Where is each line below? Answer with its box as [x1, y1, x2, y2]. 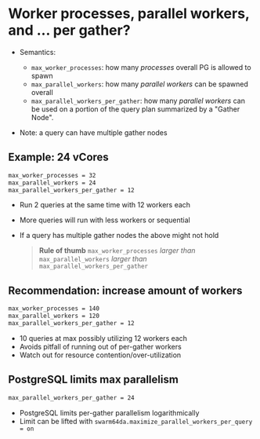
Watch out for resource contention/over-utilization [19, 350, 182, 360]
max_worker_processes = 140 [8, 305, 100, 313]
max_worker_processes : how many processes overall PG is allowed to [31, 62, 252, 71]
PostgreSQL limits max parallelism [8, 373, 179, 386]
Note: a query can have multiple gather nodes [19, 127, 168, 137]
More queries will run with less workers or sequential [19, 215, 190, 225]
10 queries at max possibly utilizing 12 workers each [19, 333, 188, 342]
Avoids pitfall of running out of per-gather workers [19, 342, 182, 351]
